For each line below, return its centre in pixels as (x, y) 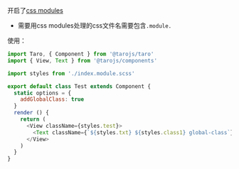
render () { (32, 113)
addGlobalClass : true (52, 99)
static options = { (43, 93)
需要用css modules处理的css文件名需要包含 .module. (95, 26)
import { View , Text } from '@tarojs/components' (83, 60)
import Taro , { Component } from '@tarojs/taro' (81, 54)
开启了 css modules (36, 10)
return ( (33, 119)
